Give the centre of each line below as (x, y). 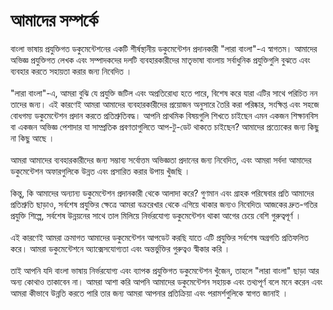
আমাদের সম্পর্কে (54, 20)
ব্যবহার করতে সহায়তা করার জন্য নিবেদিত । (71, 71)
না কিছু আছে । (32, 138)
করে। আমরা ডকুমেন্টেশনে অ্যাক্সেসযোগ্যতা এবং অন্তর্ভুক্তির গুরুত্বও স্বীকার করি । (120, 248)
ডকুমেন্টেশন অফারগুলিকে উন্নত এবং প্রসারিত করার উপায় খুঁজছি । (100, 171)
